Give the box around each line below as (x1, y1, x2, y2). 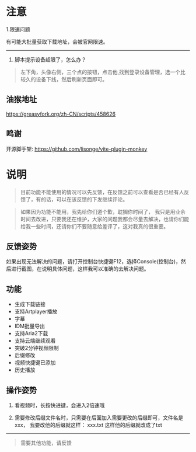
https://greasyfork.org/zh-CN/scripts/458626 (6, 110, 116, 117)
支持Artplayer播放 (14, 308, 58, 315)
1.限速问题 (6, 26, 30, 33)
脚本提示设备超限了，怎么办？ (14, 56, 86, 63)
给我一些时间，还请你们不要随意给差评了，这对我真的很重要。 (20, 222, 169, 230)
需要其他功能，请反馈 (20, 439, 72, 446)
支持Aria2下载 (14, 330, 48, 337)
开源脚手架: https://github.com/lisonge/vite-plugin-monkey (6, 145, 148, 152)
